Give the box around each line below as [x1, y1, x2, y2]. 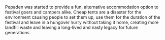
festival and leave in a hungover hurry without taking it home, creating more [5, 19, 159, 25]
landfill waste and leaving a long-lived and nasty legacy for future [5, 25, 138, 30]
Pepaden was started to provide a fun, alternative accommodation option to [5, 4, 159, 10]
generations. [5, 30, 31, 35]
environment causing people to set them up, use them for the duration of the [5, 14, 161, 20]
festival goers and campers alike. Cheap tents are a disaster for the [5, 9, 141, 15]
